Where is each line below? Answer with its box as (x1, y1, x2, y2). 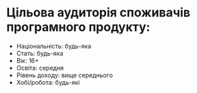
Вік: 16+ (16, 56, 39, 64)
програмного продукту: (6, 19, 150, 35)
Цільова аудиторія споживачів (6, 5, 191, 21)
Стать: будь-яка (16, 49, 64, 57)
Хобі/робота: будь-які (16, 78, 80, 86)
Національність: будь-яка (16, 42, 92, 50)
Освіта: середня (16, 64, 64, 72)
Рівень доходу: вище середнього (16, 70, 114, 79)
